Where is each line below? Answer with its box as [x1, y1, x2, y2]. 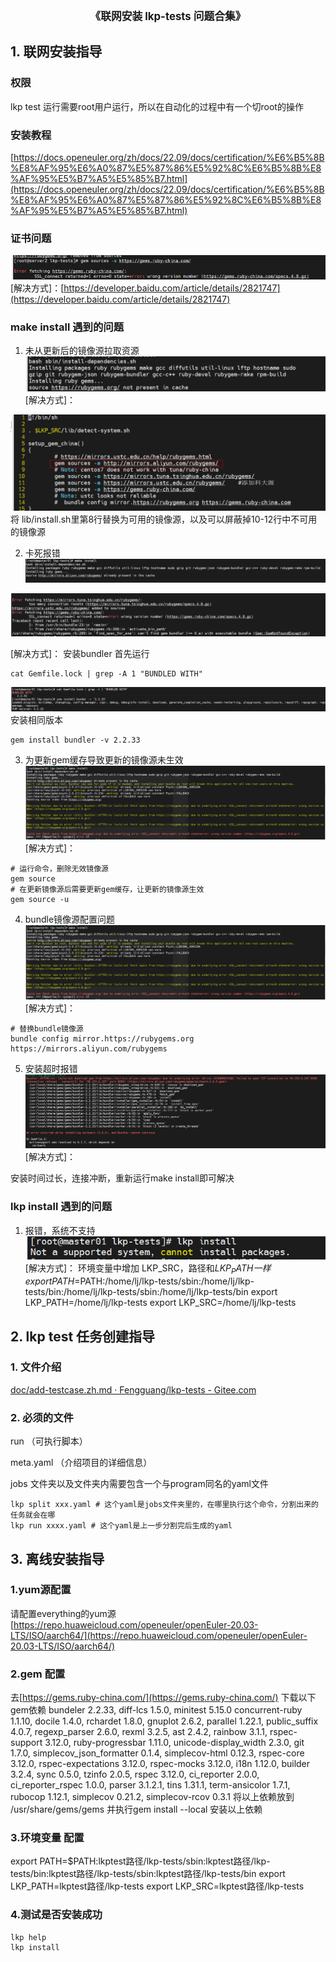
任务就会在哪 [10, 1510, 56, 1521]
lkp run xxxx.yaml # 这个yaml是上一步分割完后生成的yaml [10, 1521, 233, 1531]
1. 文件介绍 [10, 1360, 62, 1374]
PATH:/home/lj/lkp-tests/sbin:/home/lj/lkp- [79, 1275, 255, 1287]
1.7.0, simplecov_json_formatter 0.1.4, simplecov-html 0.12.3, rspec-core [10, 1747, 305, 1759]
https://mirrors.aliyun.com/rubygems [10, 1043, 168, 1054]
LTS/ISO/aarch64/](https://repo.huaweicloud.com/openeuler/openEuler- [10, 1629, 308, 1641]
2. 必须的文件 [10, 1410, 74, 1424]
